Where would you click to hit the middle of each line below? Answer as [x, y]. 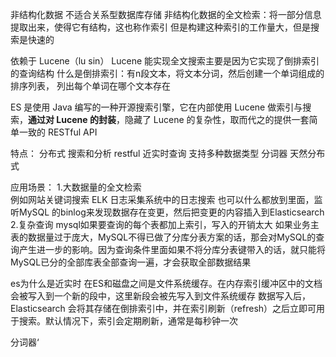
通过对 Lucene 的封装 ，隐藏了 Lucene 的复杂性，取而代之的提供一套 [169, 119]
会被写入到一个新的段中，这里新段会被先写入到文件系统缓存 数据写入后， [160, 296]
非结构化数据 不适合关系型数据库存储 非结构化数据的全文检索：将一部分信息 [166, 14]
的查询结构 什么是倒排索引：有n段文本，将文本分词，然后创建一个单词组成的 [167, 73]
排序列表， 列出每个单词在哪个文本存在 [90, 86]
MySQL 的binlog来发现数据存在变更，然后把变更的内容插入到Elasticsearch [171, 212]
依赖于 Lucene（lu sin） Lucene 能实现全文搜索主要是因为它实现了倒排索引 [165, 61]
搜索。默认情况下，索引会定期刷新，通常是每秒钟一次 [128, 321]
